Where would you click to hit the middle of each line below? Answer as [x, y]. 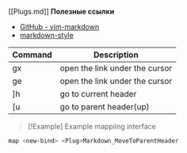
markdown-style [46, 35]
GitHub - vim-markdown [59, 27]
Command [32, 55]
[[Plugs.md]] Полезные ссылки [61, 11]
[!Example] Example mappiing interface [92, 126]
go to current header [98, 94]
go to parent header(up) [105, 107]
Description [116, 55]
